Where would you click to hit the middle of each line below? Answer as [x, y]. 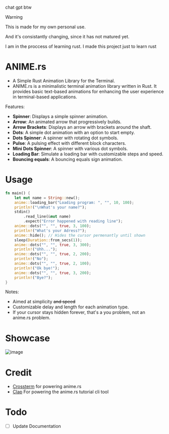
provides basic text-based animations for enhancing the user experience [88, 91]
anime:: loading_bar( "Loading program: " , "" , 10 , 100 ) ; [74, 202]
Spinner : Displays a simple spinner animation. [60, 116]
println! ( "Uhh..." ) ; [36, 249]
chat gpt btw [18, 7]
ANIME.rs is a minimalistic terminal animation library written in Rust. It [84, 86]
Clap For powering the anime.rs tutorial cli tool [61, 392]
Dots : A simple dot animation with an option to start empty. [74, 132]
